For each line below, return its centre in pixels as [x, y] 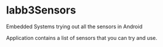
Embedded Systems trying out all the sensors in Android [74, 26]
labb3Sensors [41, 10]
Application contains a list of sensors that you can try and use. [82, 38]
